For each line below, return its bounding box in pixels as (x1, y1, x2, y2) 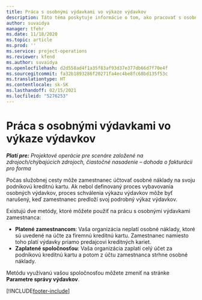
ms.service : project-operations (6, 48, 87, 54)
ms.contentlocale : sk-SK (6, 82, 69, 88)
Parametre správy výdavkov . (6, 275, 80, 282)
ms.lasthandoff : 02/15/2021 (6, 88, 77, 94)
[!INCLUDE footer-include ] (6, 287, 70, 295)
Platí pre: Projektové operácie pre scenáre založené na (6, 152, 144, 159)
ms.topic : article (6, 37, 52, 43)
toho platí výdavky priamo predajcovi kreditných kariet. (14, 238, 151, 245)
